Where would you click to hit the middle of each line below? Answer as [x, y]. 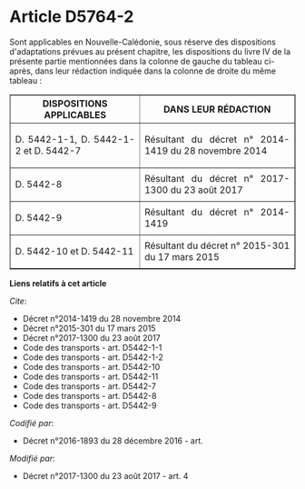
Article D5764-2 [72, 17]
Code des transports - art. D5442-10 [91, 366]
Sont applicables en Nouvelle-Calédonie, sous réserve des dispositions [143, 42]
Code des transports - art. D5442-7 [89, 386]
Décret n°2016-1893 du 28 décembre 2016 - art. [113, 440]
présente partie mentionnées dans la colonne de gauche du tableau [136, 61]
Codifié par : [32, 423]
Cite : [18, 301]
